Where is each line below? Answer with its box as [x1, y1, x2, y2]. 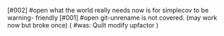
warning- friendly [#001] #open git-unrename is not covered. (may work [7, 13, 218, 22]
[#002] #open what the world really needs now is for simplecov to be [7, 6, 209, 14]
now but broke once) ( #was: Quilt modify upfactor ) [7, 21, 159, 29]
